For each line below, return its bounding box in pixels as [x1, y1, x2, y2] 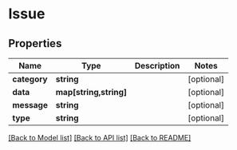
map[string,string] [55, 87, 128, 97]
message [12, 100, 48, 110]
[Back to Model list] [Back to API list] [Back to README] [8, 133, 192, 142]
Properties [8, 37, 62, 50]
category [12, 73, 48, 85]
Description [134, 61, 180, 71]
